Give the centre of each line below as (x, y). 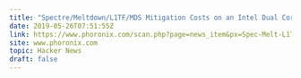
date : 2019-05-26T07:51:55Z (62, 26)
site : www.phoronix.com (54, 43)
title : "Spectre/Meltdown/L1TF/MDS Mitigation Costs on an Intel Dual (144, 17)
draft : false (34, 59)
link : (19, 34)
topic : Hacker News (46, 51)
